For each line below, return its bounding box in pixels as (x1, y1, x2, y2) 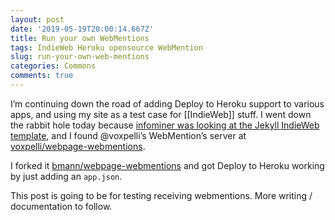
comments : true (10, 71, 74, 81)
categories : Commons (10, 61, 97, 71)
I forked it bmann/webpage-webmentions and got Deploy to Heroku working (10, 159, 325, 171)
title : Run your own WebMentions (10, 33, 150, 43)
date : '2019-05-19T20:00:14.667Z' (10, 24, 155, 34)
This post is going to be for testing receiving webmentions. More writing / (10, 189, 313, 201)
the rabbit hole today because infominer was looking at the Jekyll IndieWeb (10, 119, 320, 131)
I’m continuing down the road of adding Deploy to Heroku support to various (10, 97, 325, 110)
